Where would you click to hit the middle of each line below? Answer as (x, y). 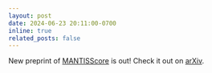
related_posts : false (45, 38)
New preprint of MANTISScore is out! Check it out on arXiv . (106, 61)
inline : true (30, 30)
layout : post (30, 16)
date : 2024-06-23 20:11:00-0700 (62, 23)
